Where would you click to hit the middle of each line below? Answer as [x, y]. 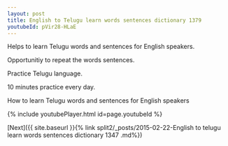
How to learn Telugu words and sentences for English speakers [99, 101]
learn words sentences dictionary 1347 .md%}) [75, 135]
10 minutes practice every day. [51, 87]
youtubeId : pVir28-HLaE [42, 27]
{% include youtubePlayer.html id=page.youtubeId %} [85, 114]
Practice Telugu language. [45, 73]
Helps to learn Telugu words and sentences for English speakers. [101, 47]
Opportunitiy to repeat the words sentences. [71, 60]
